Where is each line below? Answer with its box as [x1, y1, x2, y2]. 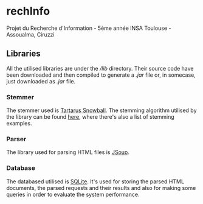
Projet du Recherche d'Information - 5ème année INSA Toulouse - [6, 24, 171, 32]
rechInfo [6, 4, 50, 18]
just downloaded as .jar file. [6, 77, 76, 85]
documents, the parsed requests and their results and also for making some [6, 184, 196, 191]
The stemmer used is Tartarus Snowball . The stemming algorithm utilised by [6, 107, 197, 114]
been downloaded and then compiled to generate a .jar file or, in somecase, [6, 71, 196, 79]
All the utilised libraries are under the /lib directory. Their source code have [6, 65, 194, 72]
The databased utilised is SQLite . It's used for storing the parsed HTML [6, 178, 184, 185]
